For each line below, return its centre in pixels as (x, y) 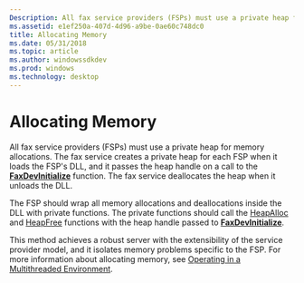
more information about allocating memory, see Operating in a (125, 259)
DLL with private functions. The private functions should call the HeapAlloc (149, 212)
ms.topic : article (44, 52)
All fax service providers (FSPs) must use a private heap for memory (137, 147)
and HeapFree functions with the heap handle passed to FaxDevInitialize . (147, 222)
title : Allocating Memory (58, 34)
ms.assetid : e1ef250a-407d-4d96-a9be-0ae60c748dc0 (107, 26)
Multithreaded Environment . (61, 268)
